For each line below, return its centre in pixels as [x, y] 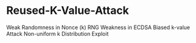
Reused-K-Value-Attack [67, 11]
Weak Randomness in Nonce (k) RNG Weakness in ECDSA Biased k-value [98, 27]
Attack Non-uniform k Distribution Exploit [57, 33]
